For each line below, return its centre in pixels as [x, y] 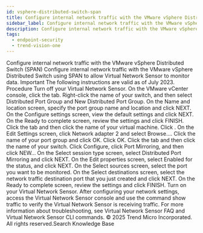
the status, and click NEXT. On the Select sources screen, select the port [97, 166]
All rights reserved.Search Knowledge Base [60, 223]
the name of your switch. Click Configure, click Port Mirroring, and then [95, 146]
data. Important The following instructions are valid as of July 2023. [91, 82]
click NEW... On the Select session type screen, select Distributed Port [94, 153]
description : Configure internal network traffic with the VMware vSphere [102, 29]
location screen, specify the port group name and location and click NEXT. [99, 108]
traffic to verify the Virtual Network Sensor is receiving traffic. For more [95, 204]
